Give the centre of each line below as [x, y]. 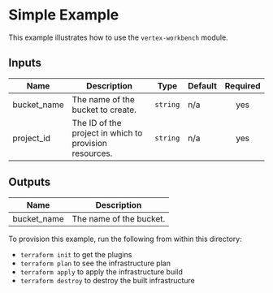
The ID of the [97, 123]
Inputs [25, 63]
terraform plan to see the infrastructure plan [95, 263]
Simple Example [64, 15]
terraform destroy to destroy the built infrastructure [107, 280]
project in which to [107, 133]
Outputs [30, 182]
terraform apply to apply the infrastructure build [101, 271]
